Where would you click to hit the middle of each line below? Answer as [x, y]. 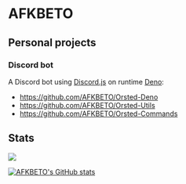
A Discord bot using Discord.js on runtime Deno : [86, 81]
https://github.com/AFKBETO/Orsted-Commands [98, 114]
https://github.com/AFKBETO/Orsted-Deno [89, 97]
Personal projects [52, 43]
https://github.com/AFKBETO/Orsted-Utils [87, 105]
